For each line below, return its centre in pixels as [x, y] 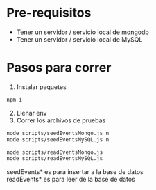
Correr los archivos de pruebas [61, 120]
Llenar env [32, 113]
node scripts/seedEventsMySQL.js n [58, 140]
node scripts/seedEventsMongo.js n [58, 133]
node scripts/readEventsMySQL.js [55, 159]
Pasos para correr [59, 68]
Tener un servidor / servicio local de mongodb [83, 32]
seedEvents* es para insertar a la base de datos [75, 172]
